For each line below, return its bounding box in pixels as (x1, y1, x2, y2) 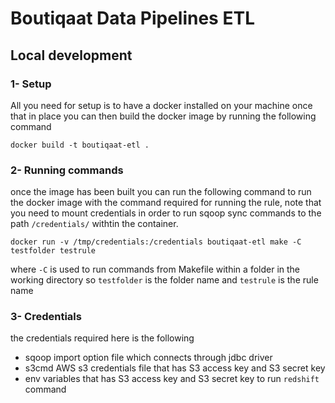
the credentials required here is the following (10, 332, 195, 344)
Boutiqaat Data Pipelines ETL (10, 7, 255, 30)
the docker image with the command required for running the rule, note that (10, 197, 322, 209)
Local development (10, 47, 133, 64)
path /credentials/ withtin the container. (10, 218, 179, 230)
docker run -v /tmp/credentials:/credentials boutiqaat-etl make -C (10, 237, 302, 247)
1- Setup (10, 77, 52, 91)
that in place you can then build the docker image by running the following (10, 110, 317, 122)
